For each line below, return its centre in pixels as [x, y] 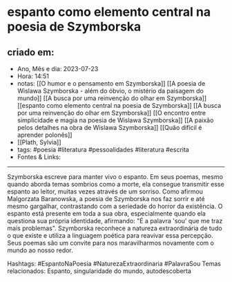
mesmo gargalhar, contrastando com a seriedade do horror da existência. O [115, 206]
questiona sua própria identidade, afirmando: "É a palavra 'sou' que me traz [115, 221]
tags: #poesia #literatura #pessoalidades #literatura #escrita [103, 150]
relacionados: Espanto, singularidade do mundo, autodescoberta [99, 271]
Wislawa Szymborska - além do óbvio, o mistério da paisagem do [110, 91]
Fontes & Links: [39, 157]
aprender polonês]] [45, 135]
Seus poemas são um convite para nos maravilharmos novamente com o [110, 243]
